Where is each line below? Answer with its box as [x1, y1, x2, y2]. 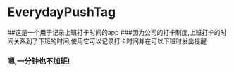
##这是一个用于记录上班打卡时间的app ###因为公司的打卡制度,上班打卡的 [7, 28, 221, 36]
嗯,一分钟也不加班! [7, 56, 70, 66]
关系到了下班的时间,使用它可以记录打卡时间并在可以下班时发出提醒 [13, 36, 207, 45]
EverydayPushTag [7, 4, 116, 20]
